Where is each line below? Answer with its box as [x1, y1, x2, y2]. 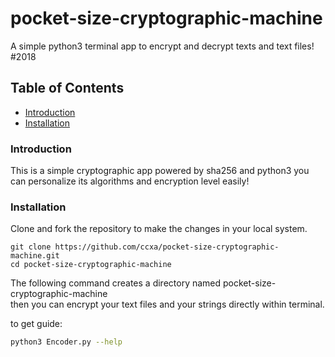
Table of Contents [10, 80, 125, 97]
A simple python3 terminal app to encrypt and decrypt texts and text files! [10, 40, 315, 52]
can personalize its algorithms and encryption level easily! [10, 175, 250, 187]
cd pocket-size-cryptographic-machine [10, 260, 172, 270]
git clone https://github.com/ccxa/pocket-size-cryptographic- [10, 242, 280, 252]
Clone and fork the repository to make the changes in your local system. [10, 223, 308, 235]
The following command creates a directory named [10, 277, 222, 289]
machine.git [10, 251, 60, 261]
